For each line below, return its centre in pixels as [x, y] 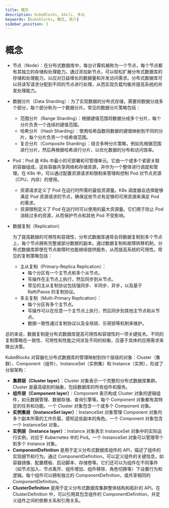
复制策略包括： [37, 256]
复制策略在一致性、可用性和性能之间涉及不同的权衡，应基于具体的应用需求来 [84, 341]
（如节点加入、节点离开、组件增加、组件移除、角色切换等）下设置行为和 [87, 469]
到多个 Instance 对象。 [36, 444]
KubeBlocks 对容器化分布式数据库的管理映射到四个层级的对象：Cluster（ [81, 357]
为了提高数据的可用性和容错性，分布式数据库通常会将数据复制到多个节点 [87, 237]
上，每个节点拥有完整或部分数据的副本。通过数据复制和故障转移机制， [85, 243]
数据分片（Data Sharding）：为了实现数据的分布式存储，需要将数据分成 [86, 101]
